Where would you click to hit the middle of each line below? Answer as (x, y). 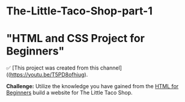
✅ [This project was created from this (53, 68)
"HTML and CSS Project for (76, 39)
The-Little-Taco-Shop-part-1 (80, 11)
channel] (111, 68)
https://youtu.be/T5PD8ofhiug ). (49, 75)
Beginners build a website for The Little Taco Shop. (70, 93)
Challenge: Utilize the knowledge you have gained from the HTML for (92, 86)
